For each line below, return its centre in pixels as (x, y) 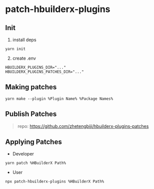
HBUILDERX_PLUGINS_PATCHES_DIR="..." (45, 72)
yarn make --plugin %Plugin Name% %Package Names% (59, 99)
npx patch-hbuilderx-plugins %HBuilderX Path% (55, 181)
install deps (24, 40)
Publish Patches (31, 114)
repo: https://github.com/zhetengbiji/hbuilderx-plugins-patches (83, 126)
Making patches (31, 87)
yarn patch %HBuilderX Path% (36, 163)
